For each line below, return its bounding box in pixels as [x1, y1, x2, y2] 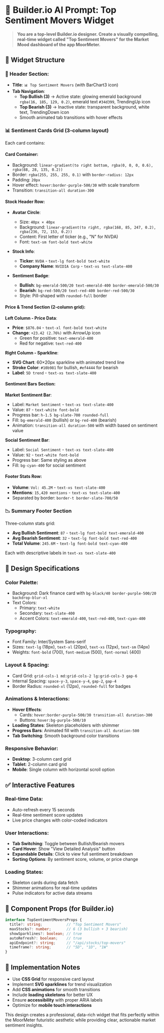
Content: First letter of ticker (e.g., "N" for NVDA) [19, 234, 118, 240]
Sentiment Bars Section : [5, 381, 56, 387]
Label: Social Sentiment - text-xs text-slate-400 [12, 446, 114, 452]
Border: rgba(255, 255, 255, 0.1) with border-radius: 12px [12, 172, 134, 177]
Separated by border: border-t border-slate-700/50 [12, 495, 118, 501]
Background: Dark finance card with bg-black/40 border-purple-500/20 [12, 590, 157, 596]
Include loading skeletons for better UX [12, 992, 93, 998]
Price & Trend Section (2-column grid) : [5, 304, 86, 310]
